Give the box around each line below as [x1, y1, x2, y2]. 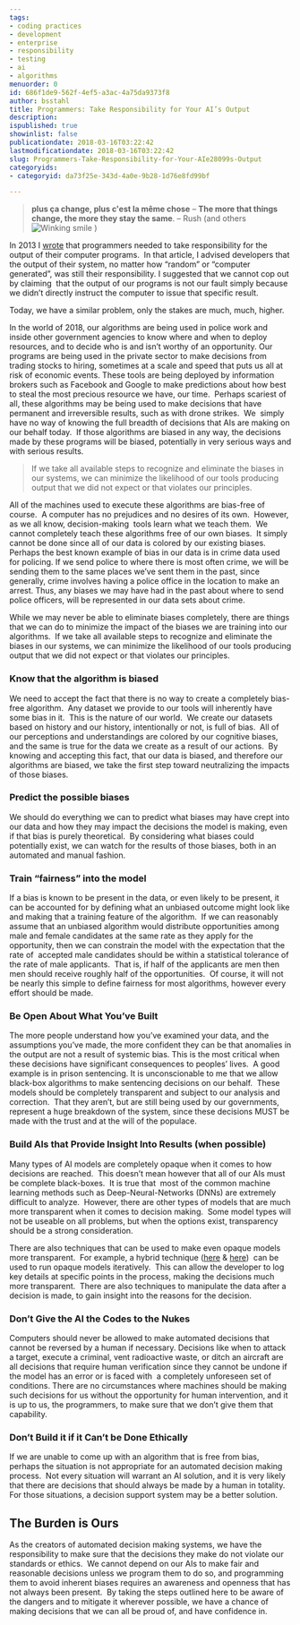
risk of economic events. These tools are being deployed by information [9, 370, 275, 381]
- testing [9, 55, 47, 64]
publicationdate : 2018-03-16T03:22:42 [9, 138, 154, 147]
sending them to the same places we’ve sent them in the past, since [9, 566, 260, 577]
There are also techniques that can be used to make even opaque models [9, 1242, 281, 1253]
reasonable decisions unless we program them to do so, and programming [9, 1568, 284, 1578]
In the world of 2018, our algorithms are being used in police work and [9, 322, 269, 333]
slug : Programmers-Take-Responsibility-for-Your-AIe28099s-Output [9, 154, 262, 164]
